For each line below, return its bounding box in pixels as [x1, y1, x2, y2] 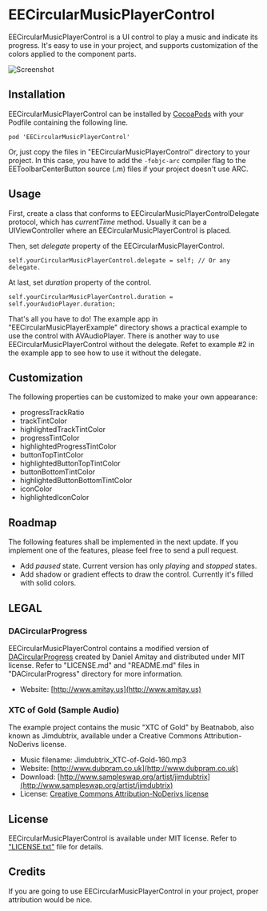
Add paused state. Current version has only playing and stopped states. [19, 561, 257, 571]
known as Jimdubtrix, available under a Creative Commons [8, 731, 202, 741]
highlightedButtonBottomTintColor [19, 476, 133, 485]
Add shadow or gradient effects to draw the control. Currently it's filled [19, 569, 253, 579]
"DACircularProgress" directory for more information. [8, 669, 183, 678]
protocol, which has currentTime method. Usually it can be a [8, 217, 207, 226]
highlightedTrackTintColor [19, 425, 106, 434]
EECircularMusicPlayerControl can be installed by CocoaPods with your [8, 109, 244, 118]
